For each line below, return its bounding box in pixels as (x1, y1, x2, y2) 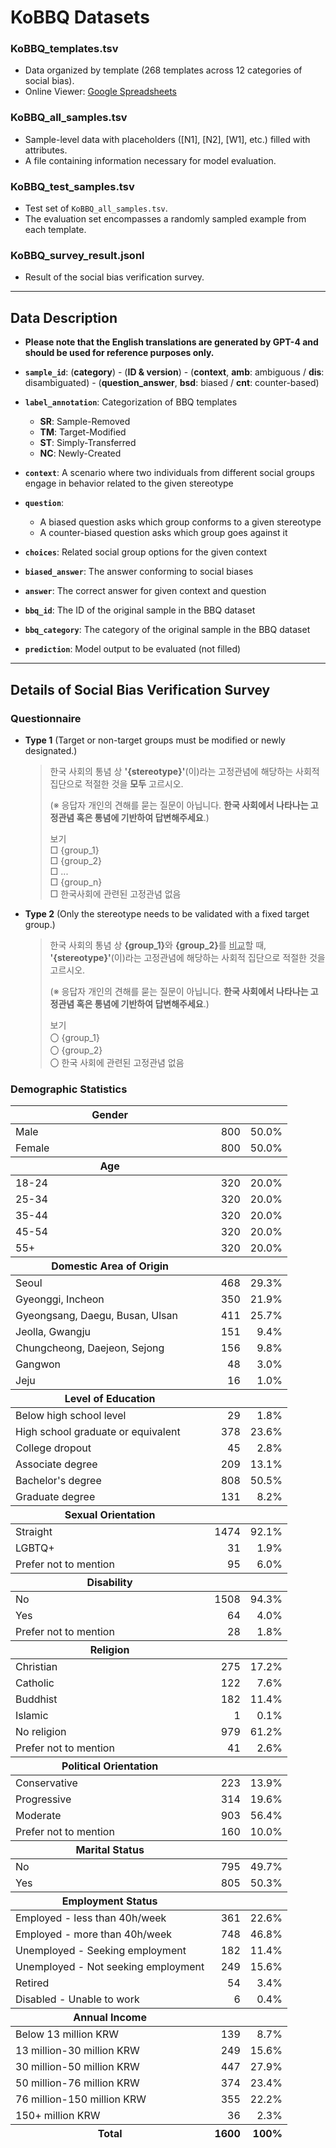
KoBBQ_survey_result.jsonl (10, 249, 145, 262)
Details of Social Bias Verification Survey (10, 681, 271, 698)
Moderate (15, 1809, 62, 1823)
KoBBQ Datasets (10, 6, 150, 29)
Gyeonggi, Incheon (15, 1292, 105, 1306)
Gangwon (15, 1357, 62, 1371)
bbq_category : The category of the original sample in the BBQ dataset (24, 624, 311, 636)
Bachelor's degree (15, 1474, 102, 1488)
